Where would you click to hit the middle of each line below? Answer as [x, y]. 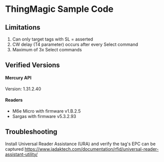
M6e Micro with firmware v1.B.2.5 [46, 111]
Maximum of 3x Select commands [47, 50]
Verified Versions [33, 65]
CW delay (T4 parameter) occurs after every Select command [75, 44]
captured [14, 149]
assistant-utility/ [21, 154]
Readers [14, 100]
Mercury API [18, 78]
